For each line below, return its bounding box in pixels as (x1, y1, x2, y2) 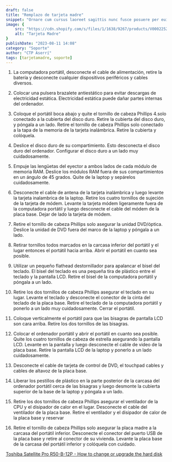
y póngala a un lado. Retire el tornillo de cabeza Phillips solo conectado (13, 121, 163, 128)
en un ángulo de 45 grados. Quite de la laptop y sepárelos (13, 174, 136, 180)
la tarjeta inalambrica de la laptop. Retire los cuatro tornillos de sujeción (13, 195, 164, 201)
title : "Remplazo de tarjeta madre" (6, 12, 84, 17)
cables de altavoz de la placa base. (13, 368, 87, 374)
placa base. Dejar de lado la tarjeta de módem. (13, 211, 112, 218)
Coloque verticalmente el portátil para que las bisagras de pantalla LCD (13, 316, 163, 322)
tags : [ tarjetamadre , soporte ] (6, 55, 72, 60)
